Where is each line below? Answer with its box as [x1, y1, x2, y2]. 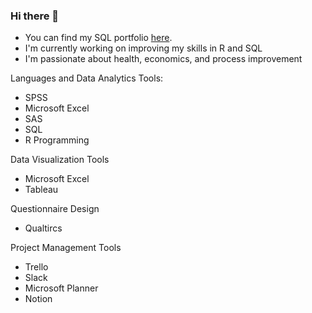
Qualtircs [24, 222, 63, 234]
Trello [24, 261, 49, 273]
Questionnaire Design [10, 203, 100, 215]
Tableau [24, 184, 59, 196]
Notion [24, 293, 53, 305]
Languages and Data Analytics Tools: [10, 72, 164, 84]
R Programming [24, 134, 90, 146]
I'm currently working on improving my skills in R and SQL [24, 42, 263, 54]
